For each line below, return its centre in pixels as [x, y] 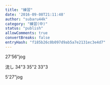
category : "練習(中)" [26, 24]
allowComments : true [27, 33]
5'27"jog [14, 77]
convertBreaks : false [28, 38]
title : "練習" [19, 10]
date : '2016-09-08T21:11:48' [35, 14]
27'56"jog [15, 56]
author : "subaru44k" [27, 19]
